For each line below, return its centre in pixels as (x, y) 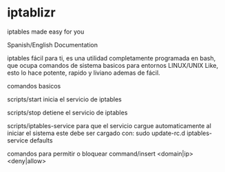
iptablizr (32, 13)
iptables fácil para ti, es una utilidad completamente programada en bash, (111, 58)
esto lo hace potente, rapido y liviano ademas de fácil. (84, 73)
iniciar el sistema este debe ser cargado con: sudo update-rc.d (96, 133)
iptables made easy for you (46, 32)
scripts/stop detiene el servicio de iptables (67, 112)
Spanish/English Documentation (53, 45)
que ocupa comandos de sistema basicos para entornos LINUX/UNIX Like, (113, 65)
